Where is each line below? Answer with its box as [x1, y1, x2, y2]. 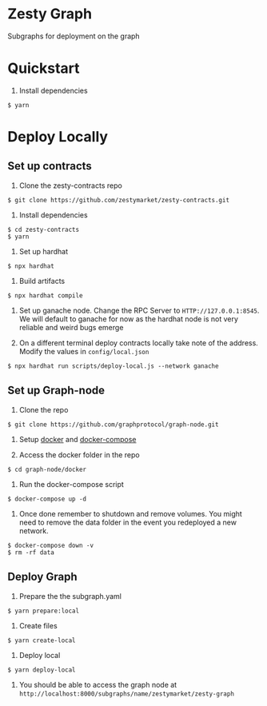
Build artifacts [18, 276, 66, 285]
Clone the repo [18, 405, 69, 414]
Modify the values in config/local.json [18, 346, 149, 356]
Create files [18, 620, 58, 630]
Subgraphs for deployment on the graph [7, 31, 141, 41]
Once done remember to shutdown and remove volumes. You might [18, 509, 243, 518]
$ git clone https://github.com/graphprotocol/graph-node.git [7, 421, 219, 429]
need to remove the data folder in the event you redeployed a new [18, 517, 237, 527]
